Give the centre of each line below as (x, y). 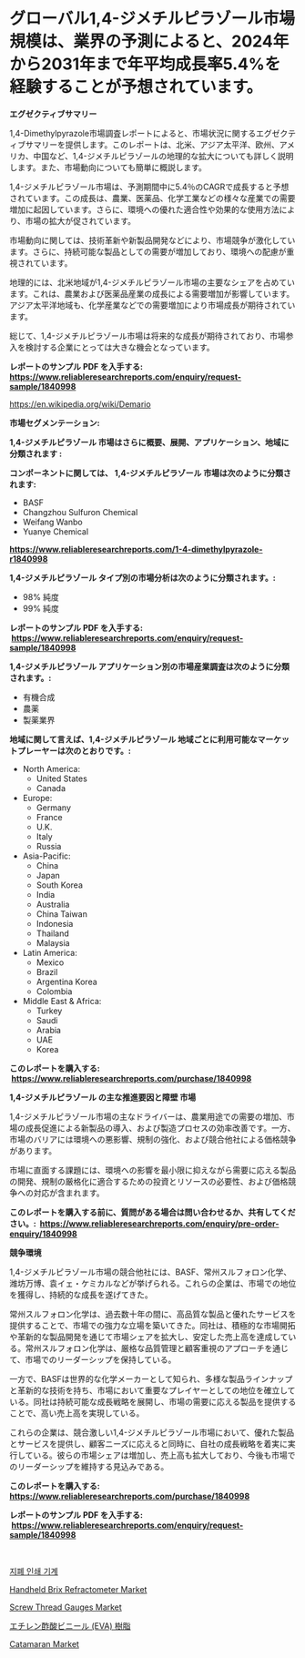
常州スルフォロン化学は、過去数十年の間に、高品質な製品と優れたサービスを (153, 1314)
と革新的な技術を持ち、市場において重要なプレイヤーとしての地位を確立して (152, 1390)
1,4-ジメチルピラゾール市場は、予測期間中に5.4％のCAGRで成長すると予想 (149, 187)
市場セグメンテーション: (55, 422)
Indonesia (55, 923)
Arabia (49, 1030)
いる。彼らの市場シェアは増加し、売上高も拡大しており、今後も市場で (164, 1455)
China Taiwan (62, 914)
